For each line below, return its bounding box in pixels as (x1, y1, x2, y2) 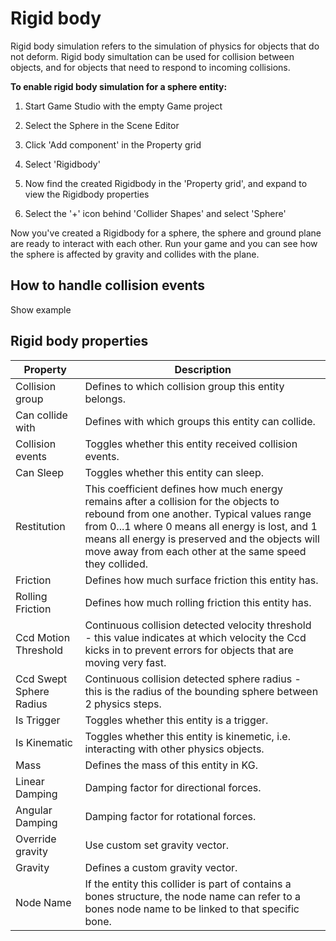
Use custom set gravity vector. (84, 838, 230, 852)
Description (174, 362, 232, 376)
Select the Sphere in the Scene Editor (24, 119, 180, 131)
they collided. (84, 557, 148, 571)
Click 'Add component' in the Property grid (24, 138, 202, 151)
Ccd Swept (15, 672, 68, 686)
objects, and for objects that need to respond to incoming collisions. (10, 61, 291, 73)
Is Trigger (15, 713, 61, 727)
